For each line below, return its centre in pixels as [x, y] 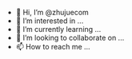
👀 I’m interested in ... [50, 21]
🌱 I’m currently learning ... [58, 29]
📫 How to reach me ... [53, 47]
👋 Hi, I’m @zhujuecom [52, 12]
